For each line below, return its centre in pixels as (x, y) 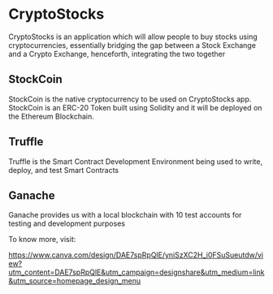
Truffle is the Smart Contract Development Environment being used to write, (135, 161)
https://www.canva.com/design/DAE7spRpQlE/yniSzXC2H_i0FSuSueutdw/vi (136, 255)
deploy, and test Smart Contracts (64, 170)
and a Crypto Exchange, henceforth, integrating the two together (117, 54)
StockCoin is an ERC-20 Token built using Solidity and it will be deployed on (135, 107)
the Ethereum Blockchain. (52, 116)
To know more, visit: (42, 240)
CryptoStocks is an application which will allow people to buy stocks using (133, 37)
